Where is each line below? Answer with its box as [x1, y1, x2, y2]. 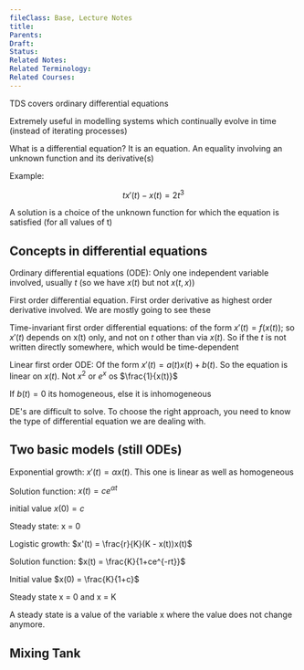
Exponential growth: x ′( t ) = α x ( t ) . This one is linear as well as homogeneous [9, 466, 294, 477]
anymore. [9, 619, 46, 630]
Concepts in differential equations [9, 243, 208, 258]
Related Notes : [9, 56, 68, 65]
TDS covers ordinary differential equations [9, 98, 169, 109]
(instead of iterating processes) [9, 125, 128, 136]
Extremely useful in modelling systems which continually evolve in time [9, 115, 277, 126]
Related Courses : [9, 73, 76, 82]
